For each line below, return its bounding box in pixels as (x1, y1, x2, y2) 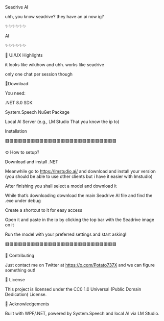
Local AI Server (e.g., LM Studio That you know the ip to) (5, 119, 119, 124)
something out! (5, 267, 36, 273)
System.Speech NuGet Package (5, 109, 70, 115)
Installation (5, 128, 27, 134)
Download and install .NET (5, 159, 59, 165)
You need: (5, 90, 26, 96)
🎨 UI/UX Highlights (5, 52, 43, 58)
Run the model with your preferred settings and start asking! (5, 231, 127, 237)
